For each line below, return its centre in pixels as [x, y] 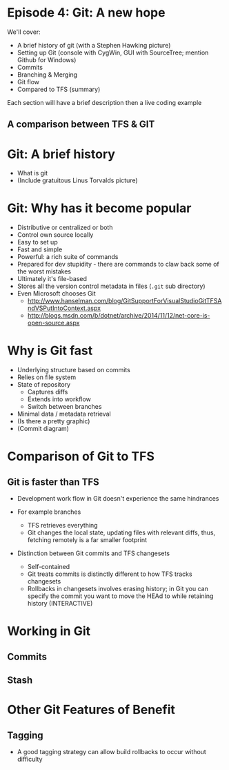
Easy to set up [37, 242]
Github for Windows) [47, 59]
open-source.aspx [53, 323]
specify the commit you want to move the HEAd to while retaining [120, 596]
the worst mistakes [44, 271]
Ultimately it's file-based [52, 279]
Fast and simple [40, 249]
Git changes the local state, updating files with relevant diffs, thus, [121, 532]
